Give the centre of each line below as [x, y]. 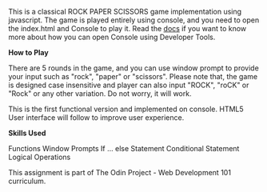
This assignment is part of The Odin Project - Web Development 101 [120, 172]
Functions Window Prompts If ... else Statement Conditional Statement [124, 148]
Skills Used [27, 133]
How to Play [29, 52]
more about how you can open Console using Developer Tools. [112, 37]
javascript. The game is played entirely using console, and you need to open [134, 20]
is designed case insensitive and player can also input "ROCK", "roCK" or [129, 85]
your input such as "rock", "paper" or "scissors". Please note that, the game [133, 76]
